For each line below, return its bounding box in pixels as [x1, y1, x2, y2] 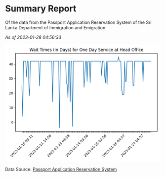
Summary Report [5, 3, 77, 14]
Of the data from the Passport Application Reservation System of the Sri [5, 19, 152, 25]
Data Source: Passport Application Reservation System [5, 166, 117, 172]
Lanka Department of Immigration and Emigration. [5, 24, 107, 30]
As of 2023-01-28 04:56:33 [5, 34, 62, 40]
